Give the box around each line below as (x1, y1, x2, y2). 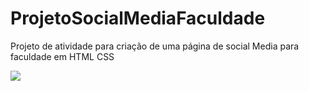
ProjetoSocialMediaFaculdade (10, 7, 266, 30)
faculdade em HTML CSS (10, 50, 115, 62)
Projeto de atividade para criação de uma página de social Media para (10, 40, 300, 52)
